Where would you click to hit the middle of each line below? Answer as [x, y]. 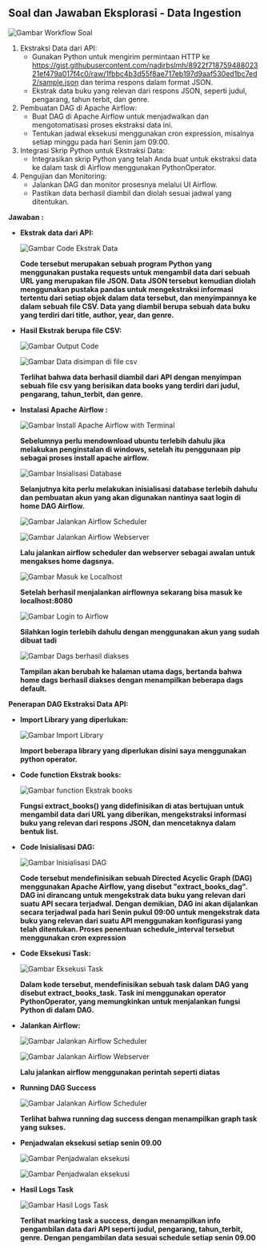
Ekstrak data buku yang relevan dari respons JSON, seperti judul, [139, 91]
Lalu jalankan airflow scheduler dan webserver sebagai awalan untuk [138, 552]
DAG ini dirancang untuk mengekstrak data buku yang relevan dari [132, 895]
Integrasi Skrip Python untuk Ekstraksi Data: [92, 150]
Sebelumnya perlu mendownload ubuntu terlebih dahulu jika [122, 440]
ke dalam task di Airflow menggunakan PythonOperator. [124, 167]
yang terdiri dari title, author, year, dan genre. [97, 315]
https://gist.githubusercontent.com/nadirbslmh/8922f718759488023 [145, 65]
